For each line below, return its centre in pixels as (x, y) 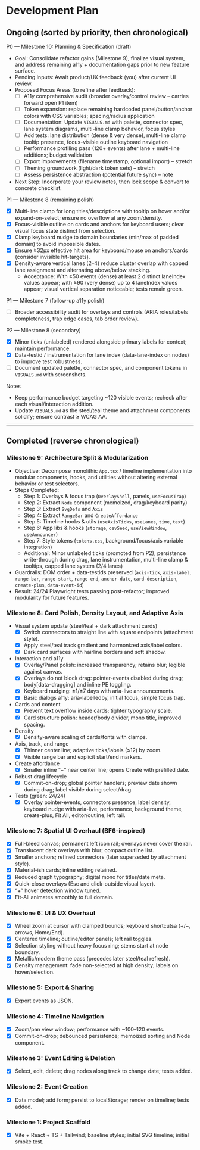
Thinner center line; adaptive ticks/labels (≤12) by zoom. (93, 750)
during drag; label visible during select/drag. (78, 789)
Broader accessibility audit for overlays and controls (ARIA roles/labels (101, 312)
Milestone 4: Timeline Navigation (55, 1016)
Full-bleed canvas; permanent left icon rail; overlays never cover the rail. (104, 844)
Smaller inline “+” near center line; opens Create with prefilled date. (106, 769)
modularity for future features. (52, 597)
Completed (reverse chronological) (73, 441)
